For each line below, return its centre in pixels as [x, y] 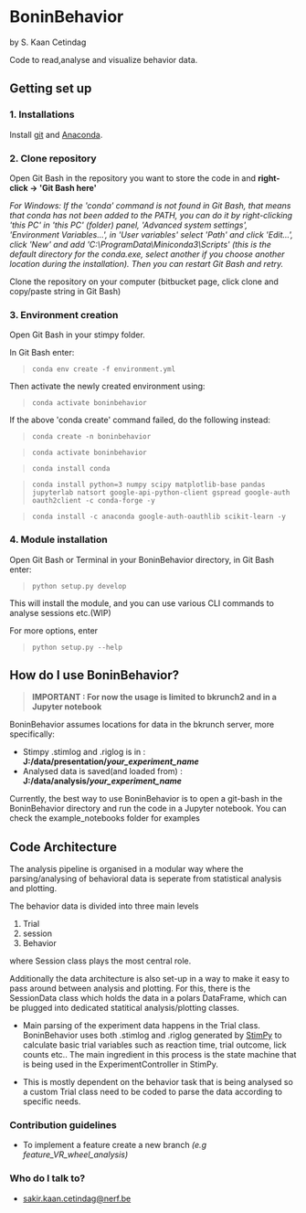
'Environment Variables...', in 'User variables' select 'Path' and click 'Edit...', [152, 234]
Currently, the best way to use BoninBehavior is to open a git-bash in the [146, 799]
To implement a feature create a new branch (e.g [115, 1145]
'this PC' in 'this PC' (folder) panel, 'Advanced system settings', [129, 225]
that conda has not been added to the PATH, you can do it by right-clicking [151, 215]
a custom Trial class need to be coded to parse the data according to [153, 1092]
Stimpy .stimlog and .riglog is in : [84, 752]
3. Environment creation [64, 314]
